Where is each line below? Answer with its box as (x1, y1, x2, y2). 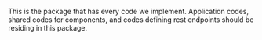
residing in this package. (8, 24, 88, 32)
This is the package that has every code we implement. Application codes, (8, 7, 249, 16)
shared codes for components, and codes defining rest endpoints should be (8, 15, 254, 24)
